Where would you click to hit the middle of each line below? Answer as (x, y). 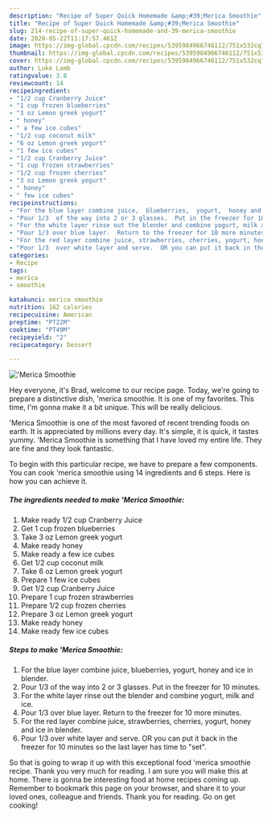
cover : (20, 61)
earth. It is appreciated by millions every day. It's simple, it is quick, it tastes (134, 432)
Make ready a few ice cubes (68, 554)
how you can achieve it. (48, 481)
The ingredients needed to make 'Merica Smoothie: (97, 499)
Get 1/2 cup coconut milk (62, 563)
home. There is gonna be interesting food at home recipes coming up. (125, 780)
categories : (29, 255)
